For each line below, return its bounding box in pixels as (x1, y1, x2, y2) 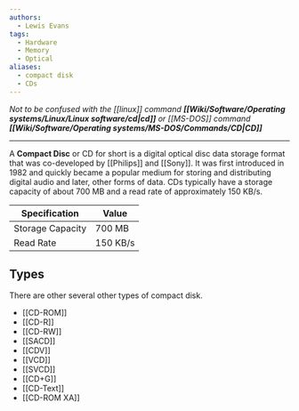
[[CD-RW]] (21, 326, 62, 337)
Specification (20, 206, 80, 219)
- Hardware (17, 37, 58, 47)
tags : (9, 29, 29, 38)
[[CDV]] (21, 345, 51, 356)
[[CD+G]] (21, 374, 57, 384)
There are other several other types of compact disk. (9, 290, 203, 301)
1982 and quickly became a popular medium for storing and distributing (9, 166, 271, 178)
